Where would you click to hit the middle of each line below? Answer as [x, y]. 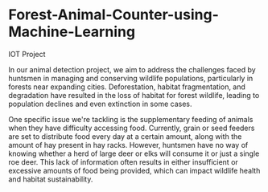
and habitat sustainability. [51, 179]
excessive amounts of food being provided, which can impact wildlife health [134, 170]
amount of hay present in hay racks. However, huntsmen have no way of [128, 145]
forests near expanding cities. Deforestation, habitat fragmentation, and [127, 87]
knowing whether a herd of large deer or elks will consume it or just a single [134, 153]
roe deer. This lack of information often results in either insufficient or [124, 161]
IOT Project [27, 54]
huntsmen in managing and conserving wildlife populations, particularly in [131, 78]
